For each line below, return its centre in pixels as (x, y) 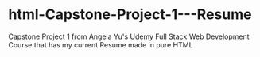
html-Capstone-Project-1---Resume (130, 15)
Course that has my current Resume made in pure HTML (101, 44)
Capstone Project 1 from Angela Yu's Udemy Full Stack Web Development (129, 36)
